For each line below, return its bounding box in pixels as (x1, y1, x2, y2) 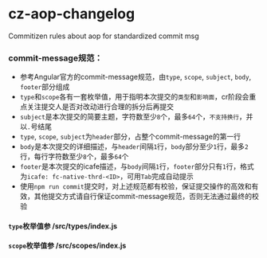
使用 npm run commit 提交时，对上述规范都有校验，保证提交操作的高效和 (19, 182, 253, 191)
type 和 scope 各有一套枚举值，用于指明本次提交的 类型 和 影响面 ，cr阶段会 (19, 92, 249, 102)
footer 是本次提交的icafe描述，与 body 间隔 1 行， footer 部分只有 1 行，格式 (19, 162, 255, 171)
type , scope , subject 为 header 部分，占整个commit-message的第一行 (19, 132, 241, 142)
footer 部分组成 (19, 82, 70, 92)
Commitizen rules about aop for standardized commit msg (8, 31, 199, 41)
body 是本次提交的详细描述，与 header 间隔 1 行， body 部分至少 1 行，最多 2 (19, 142, 249, 151)
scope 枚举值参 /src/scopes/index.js (8, 240, 127, 251)
